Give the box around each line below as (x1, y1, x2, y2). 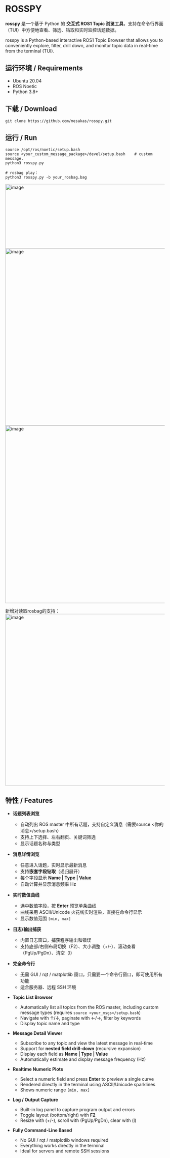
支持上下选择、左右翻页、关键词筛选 (20, 834, 96, 840)
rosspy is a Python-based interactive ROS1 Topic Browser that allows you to (5, 37, 163, 43)
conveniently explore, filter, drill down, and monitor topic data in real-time (5, 42, 158, 48)
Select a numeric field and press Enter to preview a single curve (20, 1076, 154, 1082)
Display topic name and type (20, 1021, 80, 1027)
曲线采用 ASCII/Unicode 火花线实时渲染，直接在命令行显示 (20, 909, 143, 915)
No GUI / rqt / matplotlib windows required (20, 1137, 109, 1143)
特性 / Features (5, 796, 53, 804)
